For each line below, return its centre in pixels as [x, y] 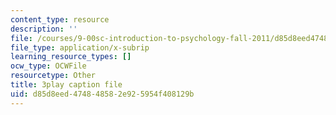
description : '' [44, 29]
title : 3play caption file [66, 85]
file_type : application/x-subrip [80, 47]
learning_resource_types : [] [71, 57]
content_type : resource [60, 19]
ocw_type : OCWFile [48, 66]
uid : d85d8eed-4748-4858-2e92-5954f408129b [102, 94]
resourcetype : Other [53, 76]
